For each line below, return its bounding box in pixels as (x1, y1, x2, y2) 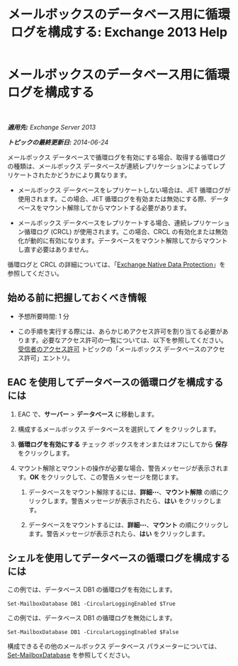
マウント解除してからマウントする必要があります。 (42, 203, 191, 212)
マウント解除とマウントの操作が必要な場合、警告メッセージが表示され (17, 463, 223, 472)
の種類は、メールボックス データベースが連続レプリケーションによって (7, 162, 213, 170)
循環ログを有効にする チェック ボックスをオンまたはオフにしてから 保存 (17, 440, 228, 448)
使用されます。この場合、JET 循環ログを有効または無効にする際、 (17, 194, 210, 203)
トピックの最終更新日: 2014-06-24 (7, 137, 109, 146)
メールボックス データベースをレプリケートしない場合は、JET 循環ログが (17, 186, 231, 194)
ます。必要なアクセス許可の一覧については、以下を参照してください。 (23, 336, 228, 344)
